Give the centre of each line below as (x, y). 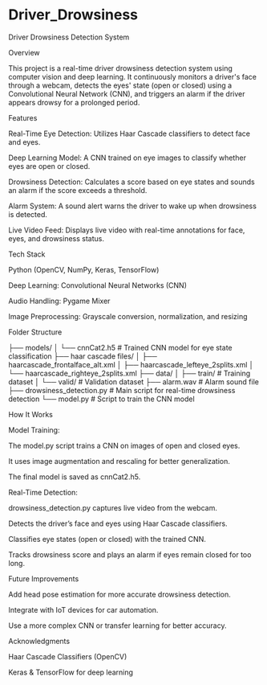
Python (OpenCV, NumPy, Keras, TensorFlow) (84, 269)
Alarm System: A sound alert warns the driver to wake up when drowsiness (132, 206)
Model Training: (34, 430)
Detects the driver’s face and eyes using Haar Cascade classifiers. (118, 523)
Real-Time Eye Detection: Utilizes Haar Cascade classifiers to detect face (129, 133)
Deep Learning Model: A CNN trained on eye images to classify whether (127, 158)
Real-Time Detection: (43, 492)
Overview (24, 52)
